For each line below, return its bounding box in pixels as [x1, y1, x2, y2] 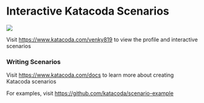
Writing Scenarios [6, 57, 61, 66]
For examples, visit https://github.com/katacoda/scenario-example [6, 90, 174, 97]
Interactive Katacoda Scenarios [6, 4, 169, 18]
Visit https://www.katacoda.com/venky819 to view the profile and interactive [6, 35, 198, 43]
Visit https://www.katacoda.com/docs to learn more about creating [6, 71, 174, 79]
